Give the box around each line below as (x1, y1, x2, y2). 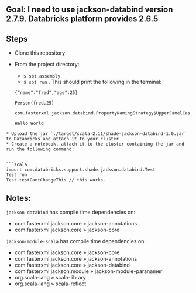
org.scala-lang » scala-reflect (14, 280, 87, 287)
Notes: (6, 193, 31, 203)
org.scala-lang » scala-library (14, 274, 86, 281)
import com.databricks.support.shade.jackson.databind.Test (6, 167, 156, 173)
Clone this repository (14, 49, 66, 56)
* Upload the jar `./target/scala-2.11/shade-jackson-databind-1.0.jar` (6, 131, 187, 137)
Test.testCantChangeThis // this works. (6, 177, 106, 183)
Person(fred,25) (14, 100, 54, 106)
